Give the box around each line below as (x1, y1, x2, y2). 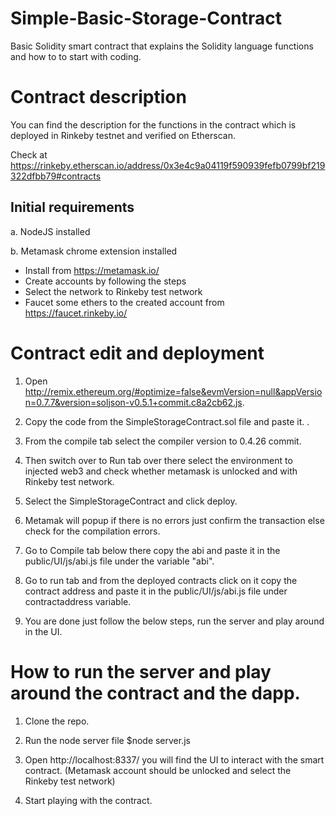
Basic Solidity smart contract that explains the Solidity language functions (10, 40, 314, 52)
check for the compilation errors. (24, 525, 161, 537)
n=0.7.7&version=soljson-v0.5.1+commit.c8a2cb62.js (24, 396, 243, 408)
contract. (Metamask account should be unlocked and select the (24, 764, 292, 776)
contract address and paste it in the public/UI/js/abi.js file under (24, 585, 288, 597)
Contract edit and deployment (10, 342, 265, 364)
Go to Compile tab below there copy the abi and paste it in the (24, 544, 281, 556)
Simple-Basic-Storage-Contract (10, 7, 282, 30)
